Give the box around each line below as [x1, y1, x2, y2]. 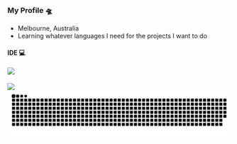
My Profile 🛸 [7, 5, 53, 15]
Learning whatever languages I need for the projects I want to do [17, 32, 208, 40]
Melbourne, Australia [17, 24, 79, 33]
